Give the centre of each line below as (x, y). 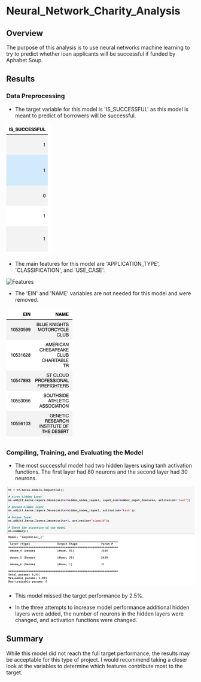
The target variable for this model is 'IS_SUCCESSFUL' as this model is (102, 109)
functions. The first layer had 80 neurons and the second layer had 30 (101, 472)
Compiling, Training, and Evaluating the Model (75, 452)
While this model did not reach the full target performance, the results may (98, 653)
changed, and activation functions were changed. (76, 620)
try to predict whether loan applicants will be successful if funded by (91, 54)
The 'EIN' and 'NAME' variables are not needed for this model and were (103, 293)
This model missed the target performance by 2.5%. (79, 595)
